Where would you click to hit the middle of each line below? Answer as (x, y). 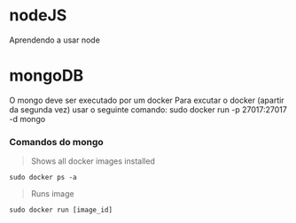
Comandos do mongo (56, 142)
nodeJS (38, 15)
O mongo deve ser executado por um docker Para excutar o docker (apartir (147, 100)
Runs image (52, 194)
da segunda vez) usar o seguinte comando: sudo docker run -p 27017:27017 (148, 109)
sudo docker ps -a (43, 178)
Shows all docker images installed (93, 161)
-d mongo (27, 119)
